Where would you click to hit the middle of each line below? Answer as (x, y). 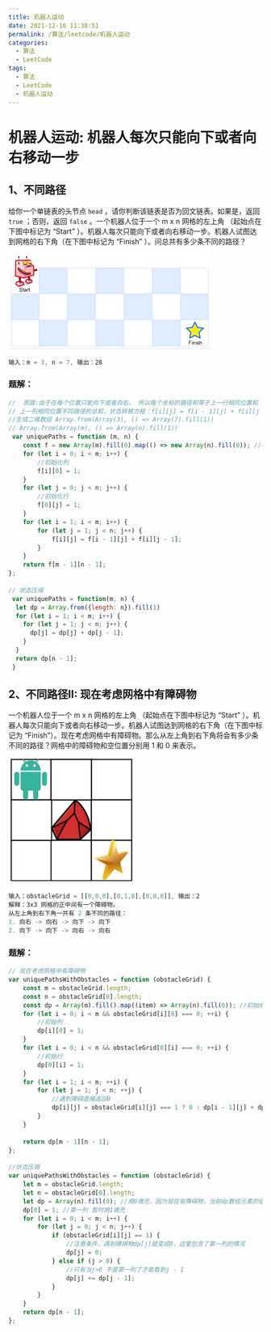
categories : (28, 43)
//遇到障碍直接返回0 (81, 1099)
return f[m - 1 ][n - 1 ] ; (65, 565)
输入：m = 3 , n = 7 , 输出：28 (56, 362)
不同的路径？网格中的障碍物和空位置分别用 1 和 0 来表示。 (104, 746)
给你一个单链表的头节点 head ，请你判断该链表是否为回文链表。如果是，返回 (134, 211)
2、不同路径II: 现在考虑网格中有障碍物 (103, 694)
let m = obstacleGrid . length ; (74, 1185)
